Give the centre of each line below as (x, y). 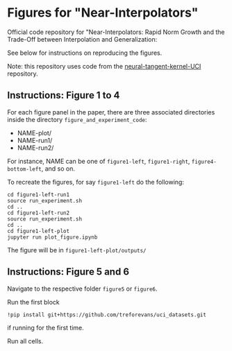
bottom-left (24, 169)
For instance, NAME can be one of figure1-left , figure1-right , (99, 161)
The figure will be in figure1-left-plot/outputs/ (77, 250)
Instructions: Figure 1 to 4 (64, 95)
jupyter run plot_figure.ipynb (52, 237)
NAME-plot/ (34, 132)
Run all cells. (25, 341)
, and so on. (58, 169)
